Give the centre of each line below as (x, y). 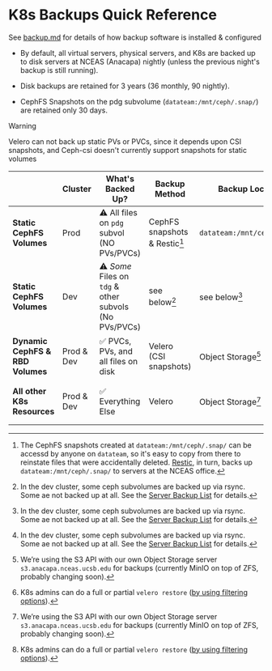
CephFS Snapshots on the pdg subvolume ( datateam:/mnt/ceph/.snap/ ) (139, 101)
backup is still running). (59, 70)
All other (30, 391)
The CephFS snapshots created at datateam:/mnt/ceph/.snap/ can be (136, 445)
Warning (22, 125)
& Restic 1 (166, 243)
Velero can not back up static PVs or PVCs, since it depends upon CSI (125, 141)
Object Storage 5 (230, 356)
